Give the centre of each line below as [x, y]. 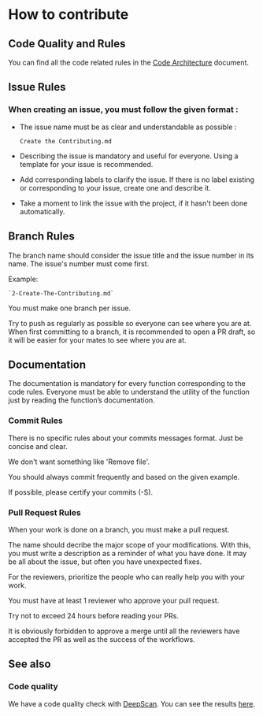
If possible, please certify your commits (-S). [81, 492]
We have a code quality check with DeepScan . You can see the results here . [132, 703]
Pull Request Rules [44, 512]
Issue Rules [37, 87]
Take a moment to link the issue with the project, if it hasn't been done [133, 203]
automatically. [42, 211]
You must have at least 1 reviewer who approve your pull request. [114, 600]
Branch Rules [41, 237]
